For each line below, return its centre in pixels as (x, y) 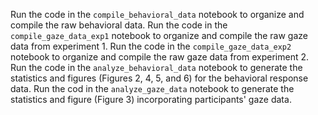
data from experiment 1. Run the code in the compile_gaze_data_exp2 (151, 46)
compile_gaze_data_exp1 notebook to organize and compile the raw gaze (159, 35)
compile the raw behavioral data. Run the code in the (119, 25)
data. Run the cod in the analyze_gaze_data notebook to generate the (152, 88)
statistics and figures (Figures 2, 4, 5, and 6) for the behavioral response (159, 78)
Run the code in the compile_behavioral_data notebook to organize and (157, 14)
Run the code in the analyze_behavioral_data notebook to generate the (156, 67)
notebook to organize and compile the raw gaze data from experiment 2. (160, 57)
